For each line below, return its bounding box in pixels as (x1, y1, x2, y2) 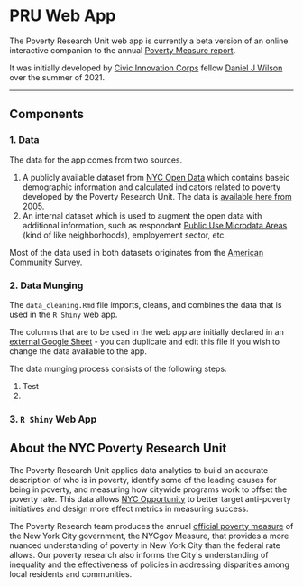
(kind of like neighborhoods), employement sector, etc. (22, 229, 227, 240)
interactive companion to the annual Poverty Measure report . (9, 44, 236, 55)
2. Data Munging (9, 279, 84, 292)
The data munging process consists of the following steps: (9, 363, 227, 374)
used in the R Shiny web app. (9, 309, 118, 320)
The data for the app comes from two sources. (9, 154, 183, 165)
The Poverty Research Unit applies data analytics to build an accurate (9, 464, 269, 475)
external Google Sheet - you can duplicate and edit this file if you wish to (9, 336, 280, 347)
